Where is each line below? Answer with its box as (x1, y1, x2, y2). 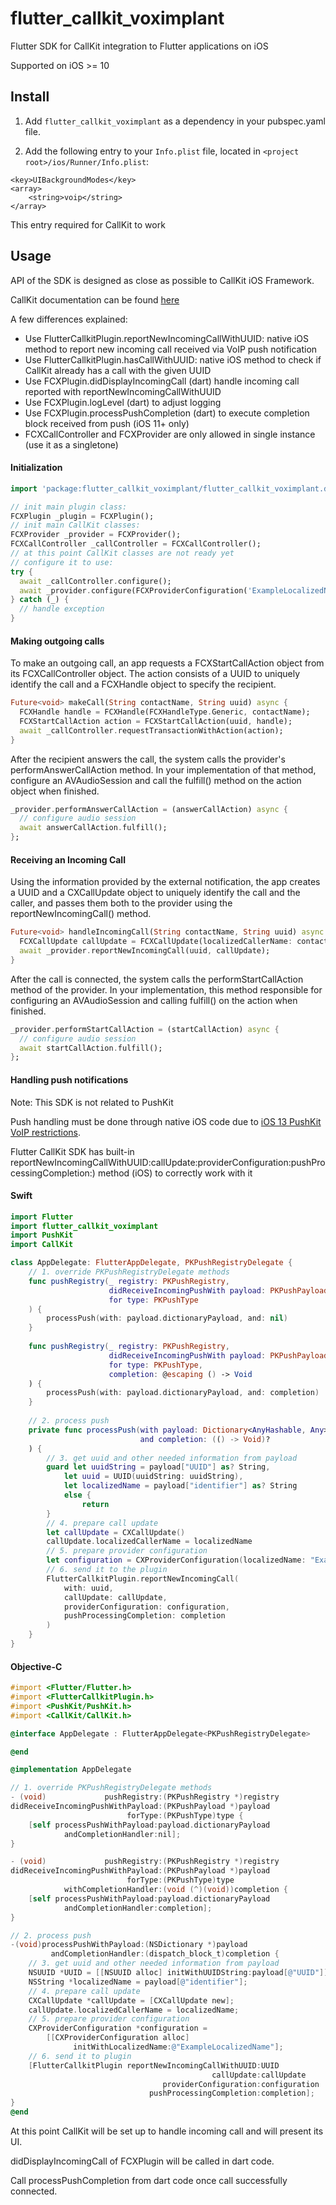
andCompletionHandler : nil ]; (63, 1829, 182, 1839)
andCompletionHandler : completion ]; (63, 1903, 213, 1913)
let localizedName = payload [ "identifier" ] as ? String (63, 1481, 298, 1491)
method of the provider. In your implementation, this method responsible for (10, 983, 323, 996)
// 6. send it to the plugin (46, 1565, 168, 1575)
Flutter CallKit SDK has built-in (10, 1145, 135, 1157)
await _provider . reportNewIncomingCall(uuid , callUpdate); (19, 946, 271, 956)
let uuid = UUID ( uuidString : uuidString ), (63, 1472, 244, 1482)
